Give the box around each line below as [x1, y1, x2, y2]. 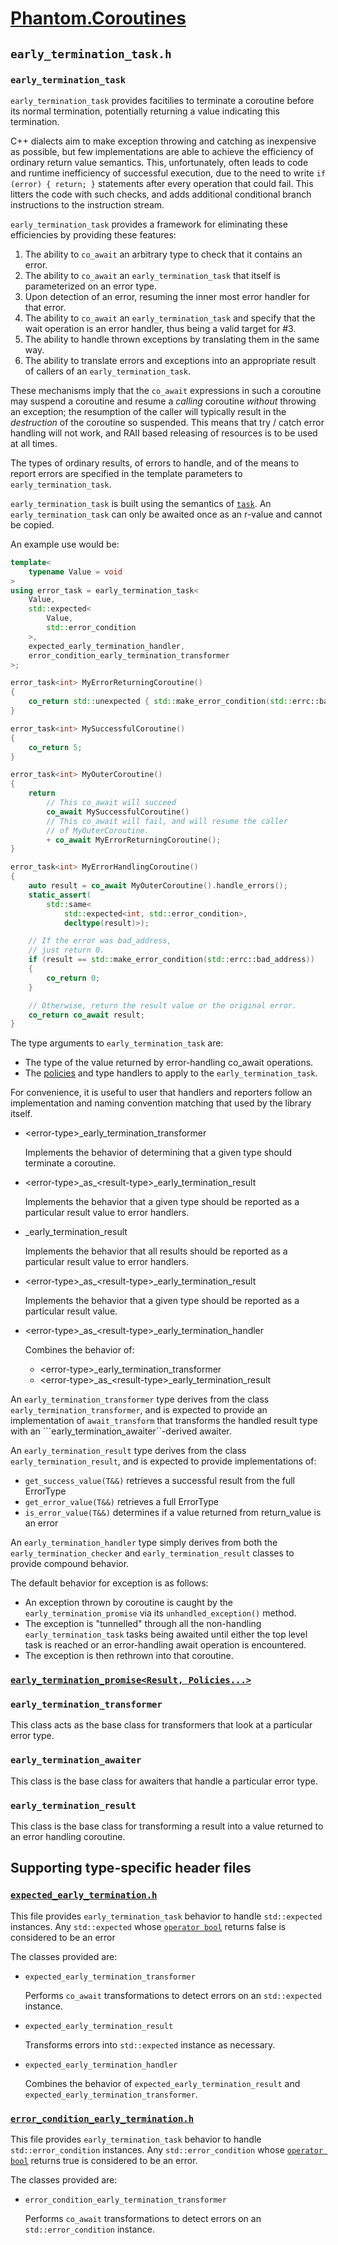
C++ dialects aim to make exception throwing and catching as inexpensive [10, 135, 317, 147]
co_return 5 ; [28, 742, 83, 752]
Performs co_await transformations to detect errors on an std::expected [24, 1989, 322, 2001]
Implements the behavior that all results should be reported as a [24, 1245, 288, 1257]
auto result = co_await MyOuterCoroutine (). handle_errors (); [28, 881, 288, 891]
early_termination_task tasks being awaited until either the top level [24, 1628, 308, 1641]
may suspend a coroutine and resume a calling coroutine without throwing [10, 395, 317, 407]
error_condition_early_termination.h [10, 2113, 195, 2124]
